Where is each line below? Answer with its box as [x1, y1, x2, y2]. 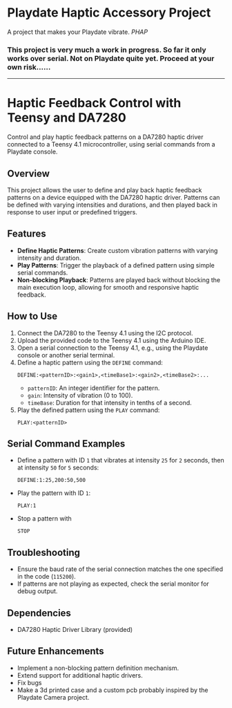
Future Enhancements [7, 645, 105, 658]
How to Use [7, 310, 58, 322]
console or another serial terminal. [17, 351, 115, 359]
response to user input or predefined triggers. [7, 207, 138, 216]
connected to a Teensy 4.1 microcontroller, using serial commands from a [7, 140, 215, 149]
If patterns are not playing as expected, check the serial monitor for [17, 579, 209, 588]
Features [7, 228, 46, 240]
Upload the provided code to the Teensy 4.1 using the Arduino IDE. [17, 336, 206, 344]
